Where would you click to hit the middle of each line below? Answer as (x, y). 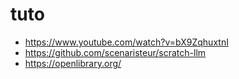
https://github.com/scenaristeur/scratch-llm (115, 52)
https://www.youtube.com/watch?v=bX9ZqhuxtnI (126, 42)
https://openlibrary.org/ (73, 63)
